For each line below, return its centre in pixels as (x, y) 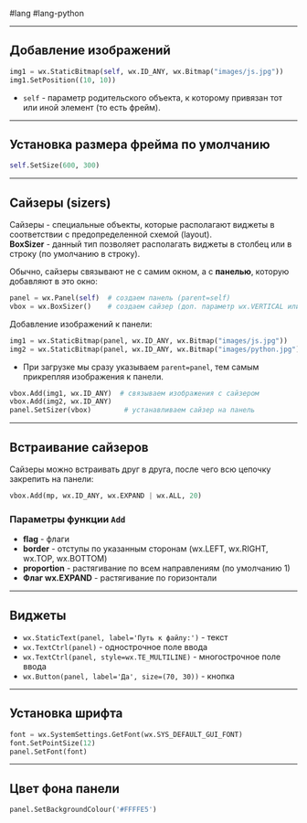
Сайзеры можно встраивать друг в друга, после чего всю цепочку (140, 469)
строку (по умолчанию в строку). (75, 254)
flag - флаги (46, 540)
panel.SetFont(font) (49, 752)
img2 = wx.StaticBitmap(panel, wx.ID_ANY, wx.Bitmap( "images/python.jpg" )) (157, 349)
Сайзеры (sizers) (60, 203)
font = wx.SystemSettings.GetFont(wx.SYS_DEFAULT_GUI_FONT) (127, 734)
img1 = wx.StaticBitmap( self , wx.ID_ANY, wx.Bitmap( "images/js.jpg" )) (147, 71)
